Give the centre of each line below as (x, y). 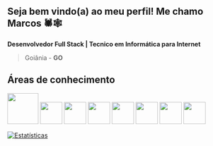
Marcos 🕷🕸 (35, 24)
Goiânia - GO (44, 57)
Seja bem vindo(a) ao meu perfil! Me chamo (105, 12)
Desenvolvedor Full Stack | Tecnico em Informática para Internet (104, 44)
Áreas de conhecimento (61, 80)
